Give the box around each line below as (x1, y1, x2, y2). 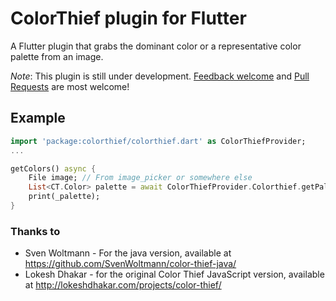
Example (10, 110, 66, 127)
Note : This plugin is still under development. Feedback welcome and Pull (10, 70, 310, 82)
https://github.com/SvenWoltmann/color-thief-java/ (24, 258, 237, 270)
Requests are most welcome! (10, 80, 130, 92)
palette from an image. (10, 50, 104, 62)
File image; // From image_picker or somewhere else (28, 173, 253, 183)
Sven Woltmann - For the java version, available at (24, 247, 232, 259)
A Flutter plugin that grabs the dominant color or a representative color (10, 40, 302, 52)
